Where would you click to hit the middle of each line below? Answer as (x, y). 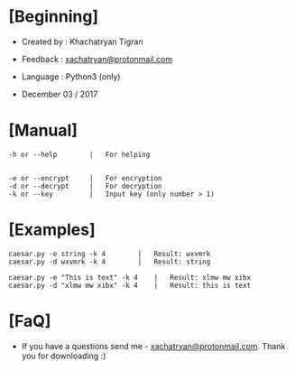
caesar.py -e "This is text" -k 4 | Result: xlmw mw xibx (130, 277)
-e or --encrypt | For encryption (86, 178)
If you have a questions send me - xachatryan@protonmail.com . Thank (153, 346)
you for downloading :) (64, 356)
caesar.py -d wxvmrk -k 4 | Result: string (110, 262)
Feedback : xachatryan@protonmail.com (97, 59)
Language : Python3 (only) (71, 76)
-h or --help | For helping (79, 154)
